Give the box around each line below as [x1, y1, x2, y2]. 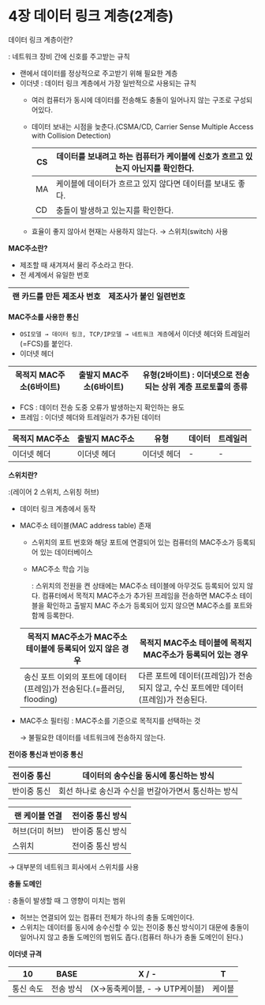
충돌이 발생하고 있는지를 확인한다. [56, 205, 174, 216]
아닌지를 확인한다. [131, 163, 195, 174]
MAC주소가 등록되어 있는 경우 [143, 649, 248, 660]
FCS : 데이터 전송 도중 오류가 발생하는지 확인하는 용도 [19, 402, 185, 412]
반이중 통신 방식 [72, 826, 128, 837]
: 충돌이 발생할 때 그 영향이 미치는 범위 [8, 895, 126, 905]
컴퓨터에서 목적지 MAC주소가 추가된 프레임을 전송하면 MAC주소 [42, 591, 238, 600]
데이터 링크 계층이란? [8, 35, 73, 44]
